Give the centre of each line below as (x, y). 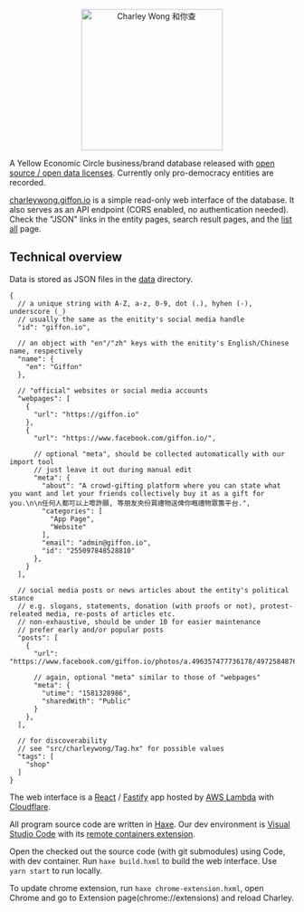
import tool (32, 461)
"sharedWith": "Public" (86, 701)
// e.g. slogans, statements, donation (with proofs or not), (137, 606)
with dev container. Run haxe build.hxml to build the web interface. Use (143, 860)
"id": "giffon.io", (54, 327)
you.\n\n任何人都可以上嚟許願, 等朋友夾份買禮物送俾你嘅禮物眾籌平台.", (130, 503)
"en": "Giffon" (54, 366)
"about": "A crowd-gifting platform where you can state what (161, 485)
